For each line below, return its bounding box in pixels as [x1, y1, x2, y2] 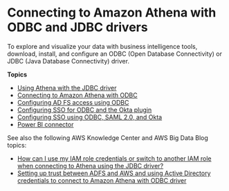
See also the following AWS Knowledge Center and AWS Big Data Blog [7, 133, 209, 142]
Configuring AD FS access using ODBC [17, 98, 129, 106]
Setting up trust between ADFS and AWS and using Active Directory [17, 169, 211, 177]
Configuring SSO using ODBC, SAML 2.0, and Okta [17, 112, 163, 121]
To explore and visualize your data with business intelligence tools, [7, 42, 198, 50]
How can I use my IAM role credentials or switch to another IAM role [17, 154, 212, 163]
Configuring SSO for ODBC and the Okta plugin [17, 105, 152, 114]
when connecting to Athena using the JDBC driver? [17, 161, 164, 170]
